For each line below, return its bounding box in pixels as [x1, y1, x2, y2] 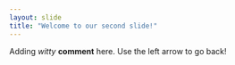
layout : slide [9, 12, 63, 22]
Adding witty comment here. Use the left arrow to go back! [9, 45, 227, 56]
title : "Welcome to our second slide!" [9, 21, 158, 30]
